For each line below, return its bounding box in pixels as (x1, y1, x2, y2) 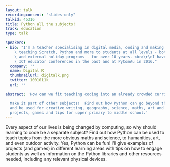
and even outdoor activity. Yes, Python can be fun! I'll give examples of (5, 140, 153, 146)
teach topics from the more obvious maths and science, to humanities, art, (5, 135, 160, 141)
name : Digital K (10, 68, 44, 73)
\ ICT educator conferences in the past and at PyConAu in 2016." (14, 59, 157, 64)
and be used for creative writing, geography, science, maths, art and (10, 105, 164, 110)
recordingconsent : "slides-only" (5, 12, 76, 17)
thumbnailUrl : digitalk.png (10, 73, 69, 78)
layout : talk (5, 7, 33, 13)
